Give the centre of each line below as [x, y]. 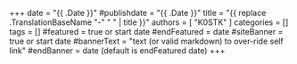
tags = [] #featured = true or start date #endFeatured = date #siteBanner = [146, 32]
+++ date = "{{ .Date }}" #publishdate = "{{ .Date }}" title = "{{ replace [138, 13]
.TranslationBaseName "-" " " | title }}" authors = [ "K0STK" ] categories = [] [149, 22]
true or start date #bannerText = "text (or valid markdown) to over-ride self [146, 41]
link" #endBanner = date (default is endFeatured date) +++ [117, 51]
